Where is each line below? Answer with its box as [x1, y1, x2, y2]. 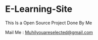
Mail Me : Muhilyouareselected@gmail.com [5, 29, 93, 35]
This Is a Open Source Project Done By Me [5, 20, 93, 26]
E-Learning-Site [5, 3, 73, 15]
